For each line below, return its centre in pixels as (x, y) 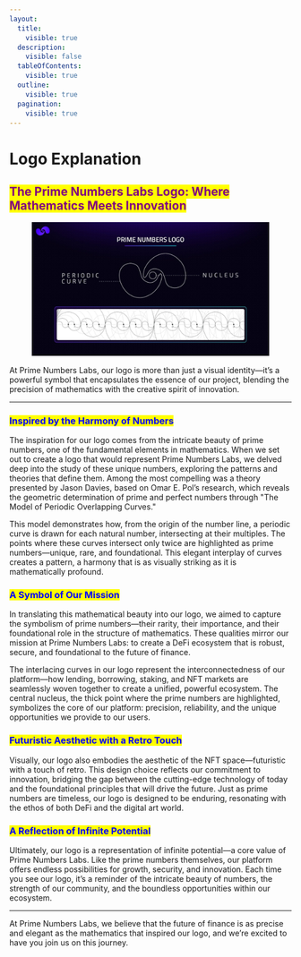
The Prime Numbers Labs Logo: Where (120, 191)
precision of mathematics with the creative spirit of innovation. (125, 389)
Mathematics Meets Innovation (98, 205)
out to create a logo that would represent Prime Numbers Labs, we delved (146, 459)
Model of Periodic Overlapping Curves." (83, 507)
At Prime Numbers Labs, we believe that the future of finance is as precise (146, 924)
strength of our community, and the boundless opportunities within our (140, 889)
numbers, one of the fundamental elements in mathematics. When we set (145, 450)
